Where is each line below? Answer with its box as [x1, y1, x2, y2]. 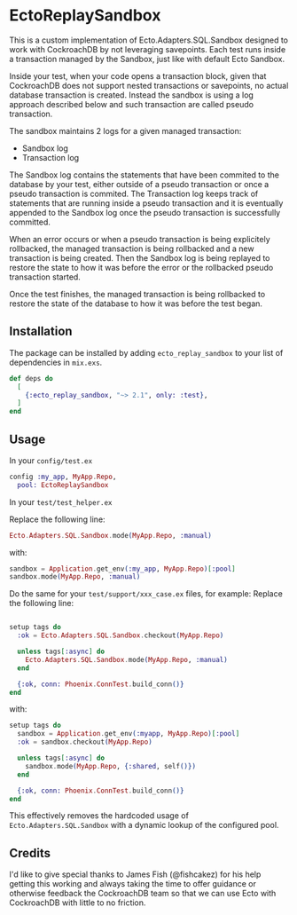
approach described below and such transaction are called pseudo [9, 99, 254, 109]
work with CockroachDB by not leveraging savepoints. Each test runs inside [9, 43, 286, 54]
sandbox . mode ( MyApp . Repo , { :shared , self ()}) [25, 761, 197, 770]
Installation [9, 324, 73, 339]
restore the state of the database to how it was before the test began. [9, 298, 263, 309]
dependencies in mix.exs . [9, 357, 103, 367]
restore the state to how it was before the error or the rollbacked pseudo [9, 262, 274, 272]
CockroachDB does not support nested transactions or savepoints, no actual [9, 80, 289, 91]
